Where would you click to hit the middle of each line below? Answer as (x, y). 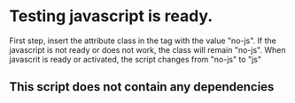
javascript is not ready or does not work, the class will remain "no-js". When (147, 49)
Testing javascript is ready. (111, 16)
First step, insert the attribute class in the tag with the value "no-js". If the (143, 40)
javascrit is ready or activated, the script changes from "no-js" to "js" (136, 59)
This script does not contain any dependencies (142, 87)
